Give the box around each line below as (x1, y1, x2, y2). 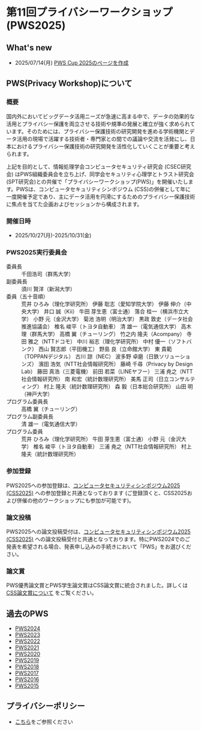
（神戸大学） (21, 391, 53, 398)
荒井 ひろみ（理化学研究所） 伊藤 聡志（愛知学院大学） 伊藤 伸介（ (21, 301, 187, 308)
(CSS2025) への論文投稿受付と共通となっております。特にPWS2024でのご (6, 535, 191, 543)
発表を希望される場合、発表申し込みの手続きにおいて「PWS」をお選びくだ (6, 543, 192, 550)
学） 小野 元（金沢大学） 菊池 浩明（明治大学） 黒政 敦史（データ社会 (21, 316, 193, 323)
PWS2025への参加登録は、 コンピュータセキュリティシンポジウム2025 (6, 481, 181, 489)
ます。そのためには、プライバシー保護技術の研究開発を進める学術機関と (11, 127, 190, 135)
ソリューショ (158, 353, 191, 360)
